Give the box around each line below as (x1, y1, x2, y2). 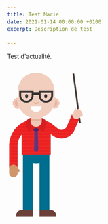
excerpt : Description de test (7, 25, 93, 32)
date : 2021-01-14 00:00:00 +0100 (7, 18, 102, 25)
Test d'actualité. (7, 52, 52, 61)
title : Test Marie (7, 11, 59, 18)
